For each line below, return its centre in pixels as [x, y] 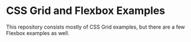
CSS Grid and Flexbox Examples [86, 11]
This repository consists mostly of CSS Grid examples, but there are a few [95, 27]
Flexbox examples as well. [38, 33]
